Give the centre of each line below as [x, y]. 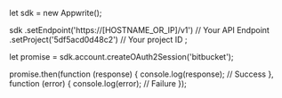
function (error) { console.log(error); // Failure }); [98, 83]
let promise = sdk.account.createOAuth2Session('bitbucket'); [121, 57]
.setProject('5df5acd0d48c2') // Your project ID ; [99, 40]
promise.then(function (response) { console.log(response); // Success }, [141, 74]
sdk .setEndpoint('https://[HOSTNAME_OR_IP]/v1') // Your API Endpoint [139, 30]
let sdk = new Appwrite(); [56, 13]
